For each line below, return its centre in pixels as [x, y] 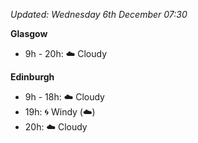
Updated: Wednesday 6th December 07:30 [99, 14]
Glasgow [29, 33]
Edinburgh [32, 77]
